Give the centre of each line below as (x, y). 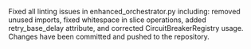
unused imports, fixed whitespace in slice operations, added (108, 20)
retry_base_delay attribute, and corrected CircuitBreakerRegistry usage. (126, 28)
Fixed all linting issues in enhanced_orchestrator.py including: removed (124, 11)
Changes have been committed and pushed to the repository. (109, 36)
